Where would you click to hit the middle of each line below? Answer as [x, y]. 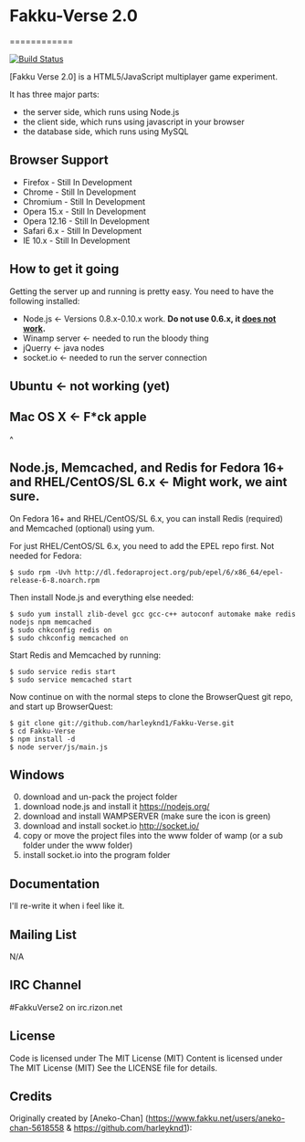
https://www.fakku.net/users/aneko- [216, 1118]
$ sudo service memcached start [71, 680]
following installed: [45, 301]
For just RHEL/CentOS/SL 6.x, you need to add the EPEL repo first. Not [142, 545]
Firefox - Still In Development [77, 182]
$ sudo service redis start [63, 671]
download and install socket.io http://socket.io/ [110, 826]
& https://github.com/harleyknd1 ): [129, 1128]
